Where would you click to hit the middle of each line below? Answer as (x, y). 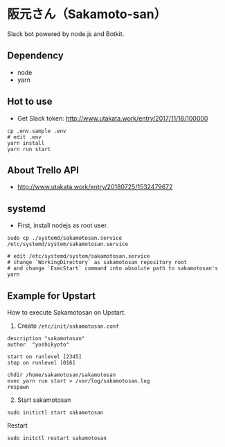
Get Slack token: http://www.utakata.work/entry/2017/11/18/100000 (112, 118)
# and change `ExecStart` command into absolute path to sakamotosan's (112, 269)
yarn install (26, 143)
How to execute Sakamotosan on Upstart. (66, 312)
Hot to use (30, 102)
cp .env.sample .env (37, 131)
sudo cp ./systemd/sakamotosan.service (65, 238)
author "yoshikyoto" (38, 344)
